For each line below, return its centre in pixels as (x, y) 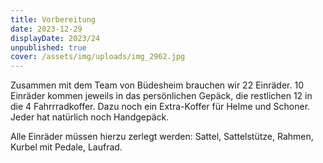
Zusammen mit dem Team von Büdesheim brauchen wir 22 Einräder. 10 (157, 85)
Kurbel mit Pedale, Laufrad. (66, 147)
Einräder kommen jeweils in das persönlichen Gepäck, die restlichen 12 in (161, 96)
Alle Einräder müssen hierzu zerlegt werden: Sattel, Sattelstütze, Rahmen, (162, 137)
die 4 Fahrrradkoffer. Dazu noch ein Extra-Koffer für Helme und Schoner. (160, 107)
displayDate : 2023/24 (55, 38)
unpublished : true (48, 47)
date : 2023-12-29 (46, 29)
